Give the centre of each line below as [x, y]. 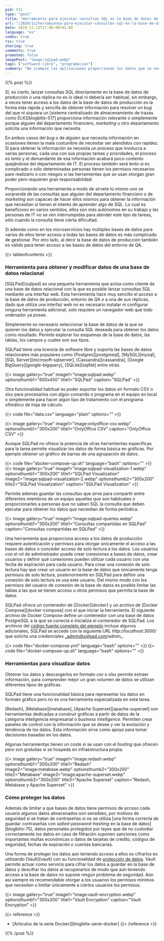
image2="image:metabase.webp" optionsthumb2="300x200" [67, 769]
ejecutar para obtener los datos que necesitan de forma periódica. [72, 509]
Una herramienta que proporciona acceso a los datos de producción [74, 538]
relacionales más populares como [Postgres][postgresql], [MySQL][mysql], [81, 355]
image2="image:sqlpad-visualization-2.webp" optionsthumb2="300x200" [80, 479]
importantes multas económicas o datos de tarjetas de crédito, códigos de [80, 839]
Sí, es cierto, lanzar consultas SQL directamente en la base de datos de [77, 92]
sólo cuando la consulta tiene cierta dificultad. [51, 220]
